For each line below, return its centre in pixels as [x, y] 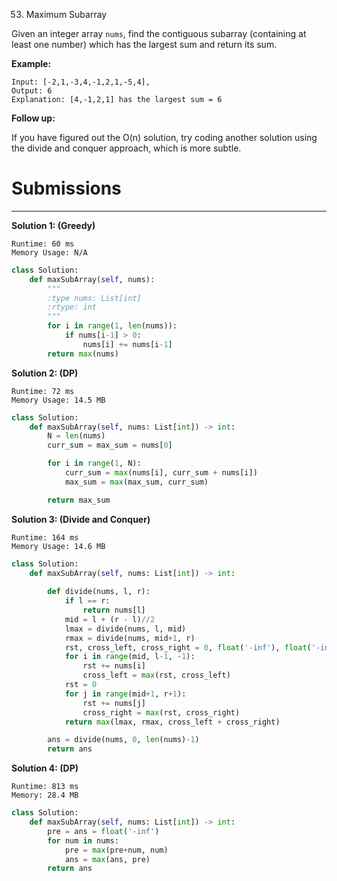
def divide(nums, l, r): [99, 592]
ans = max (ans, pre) [107, 859]
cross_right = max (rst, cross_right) [161, 712]
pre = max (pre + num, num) [116, 850]
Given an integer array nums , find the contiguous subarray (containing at [159, 33]
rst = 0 [81, 685]
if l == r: [87, 601]
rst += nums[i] [114, 666]
